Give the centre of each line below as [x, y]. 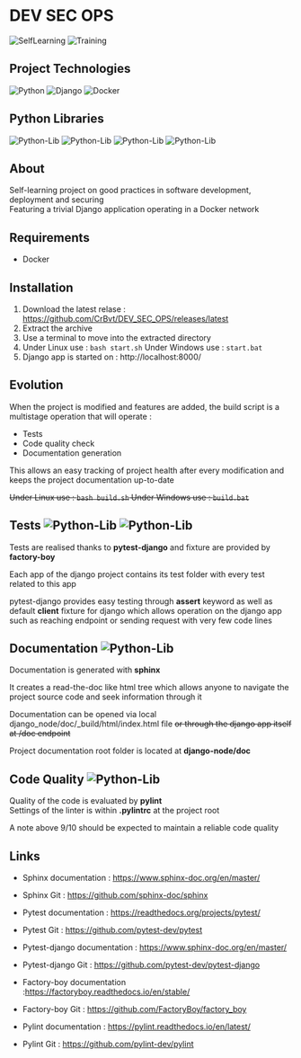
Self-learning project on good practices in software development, [130, 191]
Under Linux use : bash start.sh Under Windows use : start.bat [142, 347]
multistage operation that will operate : [81, 416]
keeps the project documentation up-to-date [92, 480]
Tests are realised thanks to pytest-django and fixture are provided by [140, 547]
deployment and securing [57, 200]
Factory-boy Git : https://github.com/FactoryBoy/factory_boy [134, 1009]
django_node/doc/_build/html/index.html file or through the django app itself [150, 724]
